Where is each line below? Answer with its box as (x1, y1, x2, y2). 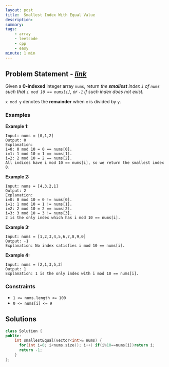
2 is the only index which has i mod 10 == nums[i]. (5, 215, 121, 220)
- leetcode (14, 36, 38, 42)
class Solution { (5, 328, 43, 334)
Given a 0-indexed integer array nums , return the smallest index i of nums (5, 83, 160, 89)
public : (5, 333, 22, 338)
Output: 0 (5, 137, 27, 143)
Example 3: (5, 224, 30, 230)
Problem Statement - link (5, 69, 87, 78)
